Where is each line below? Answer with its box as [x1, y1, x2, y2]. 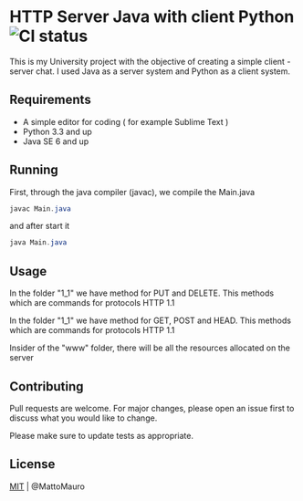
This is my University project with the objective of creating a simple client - [9, 56, 291, 67]
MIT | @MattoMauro [9, 481, 85, 492]
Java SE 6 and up [22, 135, 89, 147]
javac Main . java [9, 204, 71, 214]
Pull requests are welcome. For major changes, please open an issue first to [9, 402, 295, 413]
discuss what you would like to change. [9, 412, 158, 423]
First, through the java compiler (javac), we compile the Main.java [9, 186, 256, 197]
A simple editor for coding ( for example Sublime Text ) [22, 116, 229, 127]
